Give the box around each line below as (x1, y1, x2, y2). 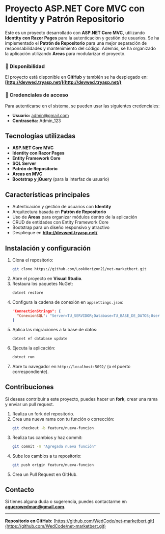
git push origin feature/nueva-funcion (12, 462, 94, 468)
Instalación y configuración (5, 244, 91, 252)
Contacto (5, 485, 34, 494)
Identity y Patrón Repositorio (5, 13, 124, 25)
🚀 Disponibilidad (5, 63, 45, 69)
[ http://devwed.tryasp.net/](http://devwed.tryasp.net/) (5, 79, 122, 85)
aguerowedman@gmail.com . (5, 504, 66, 510)
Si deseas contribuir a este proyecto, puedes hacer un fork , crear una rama (5, 396, 158, 402)
